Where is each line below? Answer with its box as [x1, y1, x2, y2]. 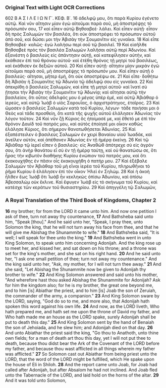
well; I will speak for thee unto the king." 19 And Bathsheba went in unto [5, 234, 152, 240]
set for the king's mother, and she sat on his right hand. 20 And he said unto [5, 250, 161, 256]
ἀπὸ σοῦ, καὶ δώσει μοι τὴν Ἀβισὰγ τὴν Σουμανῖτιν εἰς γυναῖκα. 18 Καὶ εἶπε [5, 36, 160, 42]
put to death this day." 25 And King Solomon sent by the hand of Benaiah [5, 319, 155, 325]
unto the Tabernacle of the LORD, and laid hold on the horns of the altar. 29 [5, 372, 159, 378]
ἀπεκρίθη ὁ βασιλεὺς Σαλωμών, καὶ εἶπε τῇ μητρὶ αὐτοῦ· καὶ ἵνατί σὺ [5, 84, 147, 90]
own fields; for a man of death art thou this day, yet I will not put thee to [5, 335, 151, 341]
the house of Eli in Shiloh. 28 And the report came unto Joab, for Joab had [5, 361, 158, 367]
